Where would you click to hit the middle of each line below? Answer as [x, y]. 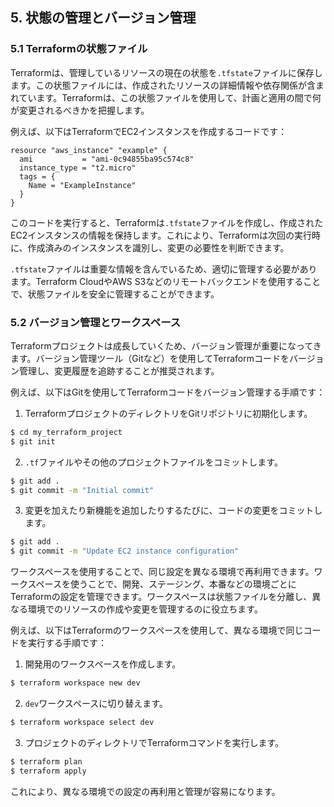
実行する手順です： [67, 643]
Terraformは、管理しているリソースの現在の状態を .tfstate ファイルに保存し [166, 72]
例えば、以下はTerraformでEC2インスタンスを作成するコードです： [149, 131]
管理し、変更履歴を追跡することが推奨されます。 [119, 370]
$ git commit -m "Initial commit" [82, 490]
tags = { [37, 176]
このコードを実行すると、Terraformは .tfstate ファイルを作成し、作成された [167, 222]
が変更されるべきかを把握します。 [80, 110]
